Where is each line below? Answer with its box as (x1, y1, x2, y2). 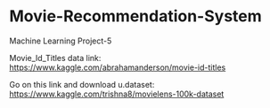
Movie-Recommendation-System (9, 6, 263, 27)
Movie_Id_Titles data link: (9, 52, 102, 63)
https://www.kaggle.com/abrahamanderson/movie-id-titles (9, 62, 226, 73)
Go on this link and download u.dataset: (9, 79, 155, 89)
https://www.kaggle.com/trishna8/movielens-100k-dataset (9, 89, 225, 99)
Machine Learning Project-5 (9, 35, 112, 46)
